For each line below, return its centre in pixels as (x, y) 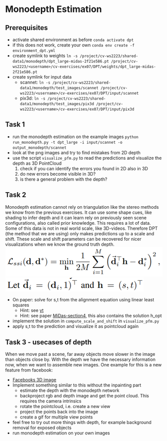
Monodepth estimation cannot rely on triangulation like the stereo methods (82, 207)
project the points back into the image (59, 411)
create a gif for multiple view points (56, 417)
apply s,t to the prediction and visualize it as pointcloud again (75, 326)
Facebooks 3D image (34, 379)
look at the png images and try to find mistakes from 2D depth (76, 152)
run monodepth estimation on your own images (61, 433)
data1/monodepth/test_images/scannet (59, 88)
